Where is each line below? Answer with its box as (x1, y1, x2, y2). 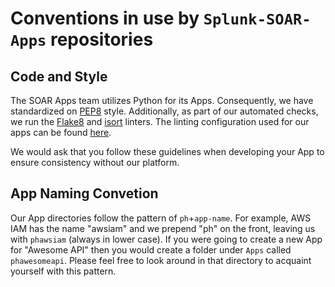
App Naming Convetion (10, 185, 159, 202)
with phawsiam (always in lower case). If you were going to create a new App (10, 233, 323, 245)
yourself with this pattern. (10, 265, 117, 277)
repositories (49, 28, 154, 51)
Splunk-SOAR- (203, 10, 312, 29)
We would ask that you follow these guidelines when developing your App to (10, 146, 325, 157)
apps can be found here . (10, 127, 112, 138)
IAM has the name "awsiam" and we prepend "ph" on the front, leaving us (10, 222, 316, 234)
